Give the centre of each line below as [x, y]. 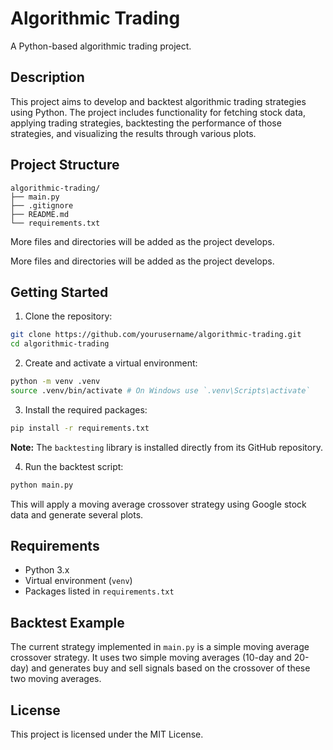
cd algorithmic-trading [60, 344]
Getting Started [59, 292]
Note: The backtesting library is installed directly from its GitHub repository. [166, 447]
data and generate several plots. [77, 514]
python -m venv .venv [55, 382]
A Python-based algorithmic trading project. [101, 46]
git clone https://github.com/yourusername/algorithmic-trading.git [156, 335]
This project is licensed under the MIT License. [107, 734]
